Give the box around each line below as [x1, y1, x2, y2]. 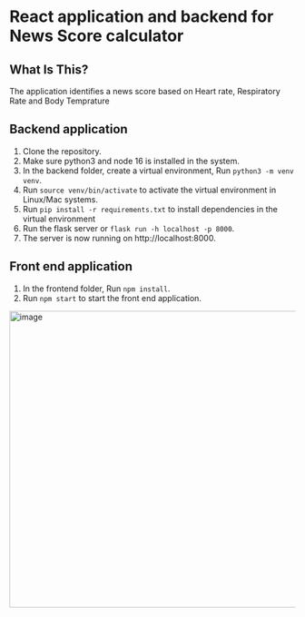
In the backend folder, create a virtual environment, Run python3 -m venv [22, 165, 294, 176]
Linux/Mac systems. [22, 193, 98, 205]
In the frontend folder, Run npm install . [22, 283, 171, 294]
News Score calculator [9, 25, 184, 46]
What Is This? [9, 62, 89, 77]
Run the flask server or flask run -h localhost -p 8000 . [22, 222, 235, 233]
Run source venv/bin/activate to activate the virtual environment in [22, 184, 277, 195]
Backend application [9, 122, 129, 137]
